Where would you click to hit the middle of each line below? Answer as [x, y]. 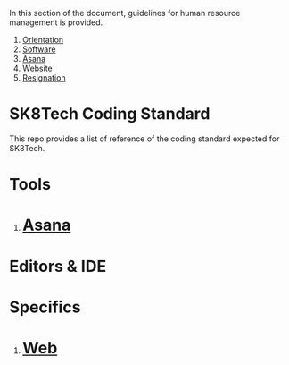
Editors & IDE [58, 266]
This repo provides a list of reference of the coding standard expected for [144, 139]
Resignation [44, 78]
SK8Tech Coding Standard [110, 114]
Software [39, 49]
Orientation [43, 40]
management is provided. [56, 22]
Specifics [45, 307]
